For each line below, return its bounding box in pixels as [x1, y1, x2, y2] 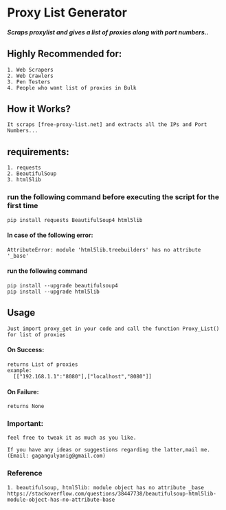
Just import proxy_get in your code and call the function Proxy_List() [7, 325, 220, 332]
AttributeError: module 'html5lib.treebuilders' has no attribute [7, 246, 201, 253]
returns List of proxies [7, 360, 78, 368]
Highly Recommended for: [7, 48, 122, 60]
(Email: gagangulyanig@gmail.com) [7, 453, 106, 460]
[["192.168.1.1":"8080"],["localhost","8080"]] [13, 373, 152, 380]
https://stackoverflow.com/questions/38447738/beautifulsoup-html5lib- [7, 490, 216, 497]
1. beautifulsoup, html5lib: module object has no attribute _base [7, 484, 205, 491]
